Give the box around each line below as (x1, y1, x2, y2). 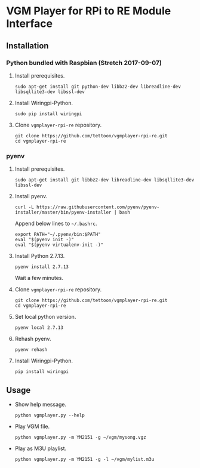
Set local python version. (14, 313, 76, 321)
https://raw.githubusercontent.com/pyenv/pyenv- (36, 204, 160, 210)
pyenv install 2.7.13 (14, 264, 69, 270)
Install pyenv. (14, 193, 48, 200)
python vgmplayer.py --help (14, 412, 85, 418)
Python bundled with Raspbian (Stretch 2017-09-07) (6, 59, 162, 67)
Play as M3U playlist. (14, 445, 67, 452)
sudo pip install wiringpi (14, 110, 82, 117)
